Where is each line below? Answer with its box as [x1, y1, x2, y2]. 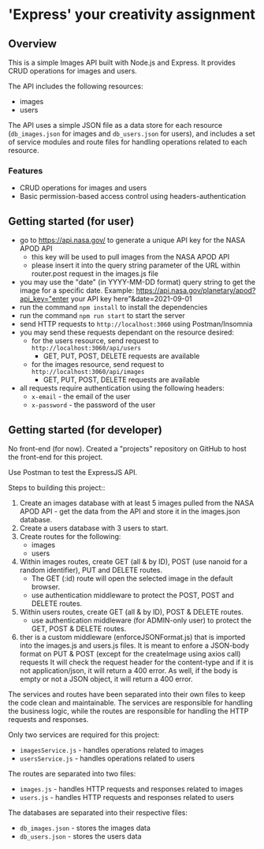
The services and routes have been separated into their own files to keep [8, 689, 246, 699]
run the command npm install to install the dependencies [19, 302, 208, 312]
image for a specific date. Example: [19, 286, 135, 295]
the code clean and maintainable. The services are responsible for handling [8, 698, 254, 707]
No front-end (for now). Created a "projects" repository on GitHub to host [8, 443, 247, 453]
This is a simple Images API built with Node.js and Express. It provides [8, 58, 236, 67]
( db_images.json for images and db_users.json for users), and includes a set [8, 129, 255, 138]
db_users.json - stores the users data [19, 831, 142, 841]
